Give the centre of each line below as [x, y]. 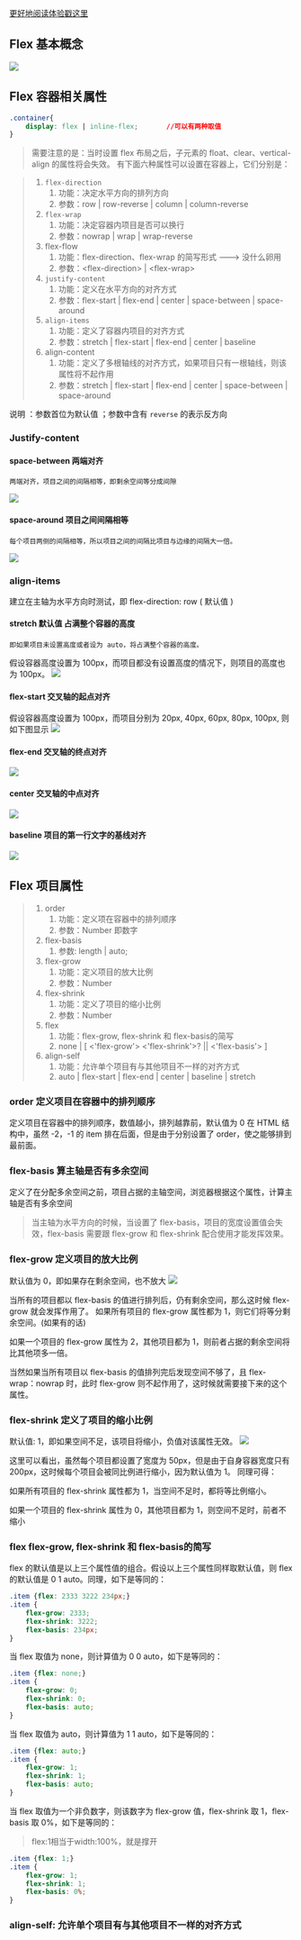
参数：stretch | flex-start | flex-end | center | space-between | [173, 385]
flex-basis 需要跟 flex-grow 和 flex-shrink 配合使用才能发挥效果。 [168, 1234]
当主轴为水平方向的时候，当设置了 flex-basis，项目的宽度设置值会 [153, 1222]
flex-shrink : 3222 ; [62, 1621]
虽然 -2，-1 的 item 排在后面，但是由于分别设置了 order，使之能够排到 [162, 1134]
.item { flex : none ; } [48, 1673]
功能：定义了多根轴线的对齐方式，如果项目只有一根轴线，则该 [173, 363]
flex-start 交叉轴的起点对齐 [60, 696]
